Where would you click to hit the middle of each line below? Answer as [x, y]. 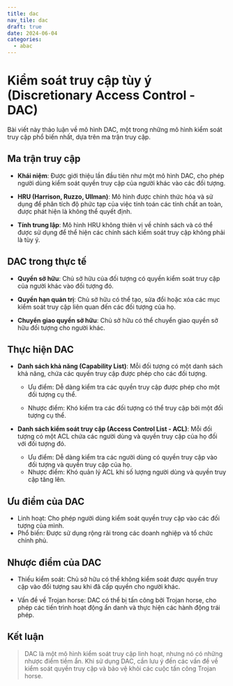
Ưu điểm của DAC [46, 502]
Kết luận [25, 637]
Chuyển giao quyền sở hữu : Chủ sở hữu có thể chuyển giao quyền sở [118, 320]
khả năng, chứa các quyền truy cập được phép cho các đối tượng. [112, 374]
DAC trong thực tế [47, 262]
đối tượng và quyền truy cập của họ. [80, 465]
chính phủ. [33, 540]
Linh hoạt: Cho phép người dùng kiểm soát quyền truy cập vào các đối [118, 518]
